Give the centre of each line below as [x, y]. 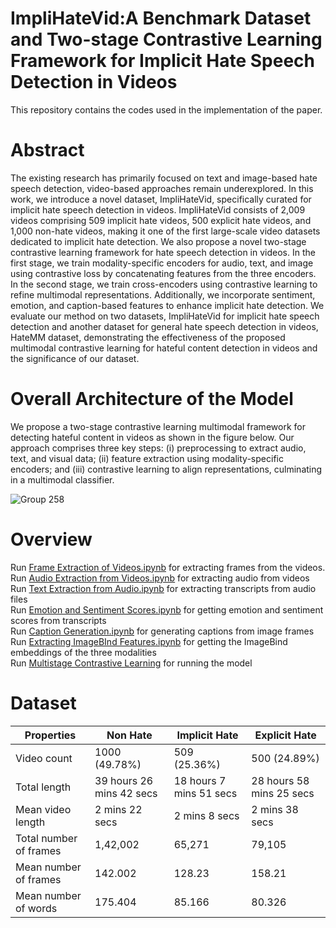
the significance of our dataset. [75, 358]
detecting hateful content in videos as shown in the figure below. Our [152, 437]
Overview [51, 539]
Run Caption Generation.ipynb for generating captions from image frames [162, 631]
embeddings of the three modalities [83, 652]
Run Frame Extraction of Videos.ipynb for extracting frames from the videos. [168, 567]
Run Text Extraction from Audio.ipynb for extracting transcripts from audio [163, 588]
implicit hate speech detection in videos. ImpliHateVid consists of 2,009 [158, 209]
